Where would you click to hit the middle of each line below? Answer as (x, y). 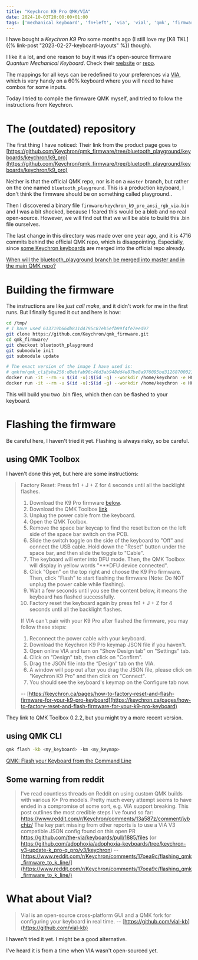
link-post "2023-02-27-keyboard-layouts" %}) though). (84, 45)
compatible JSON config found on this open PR (78, 831)
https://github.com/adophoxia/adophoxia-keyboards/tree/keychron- (103, 844)
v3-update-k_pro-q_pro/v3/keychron (65, 850)
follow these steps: (43, 627)
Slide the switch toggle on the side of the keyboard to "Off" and (106, 540)
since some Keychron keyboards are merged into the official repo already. (96, 248)
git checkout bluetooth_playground (50, 345)
